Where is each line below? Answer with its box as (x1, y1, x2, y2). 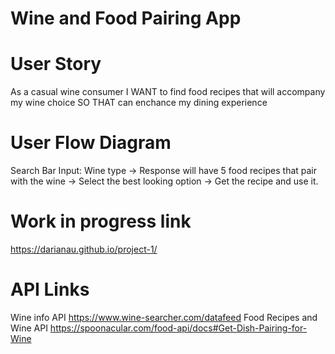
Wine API (10, 322, 48, 334)
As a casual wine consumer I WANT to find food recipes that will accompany (10, 86, 326, 98)
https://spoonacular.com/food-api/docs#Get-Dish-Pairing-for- (49, 322, 308, 334)
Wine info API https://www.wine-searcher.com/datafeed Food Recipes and (10, 311, 318, 323)
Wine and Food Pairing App (10, 7, 242, 30)
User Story (10, 53, 102, 76)
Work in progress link (10, 210, 192, 233)
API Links (10, 278, 90, 301)
